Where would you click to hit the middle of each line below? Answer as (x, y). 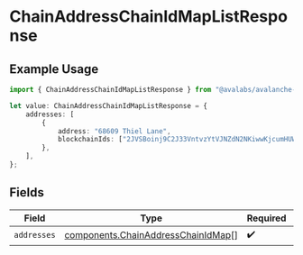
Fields (27, 192)
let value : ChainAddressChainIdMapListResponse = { (108, 105)
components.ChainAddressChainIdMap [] (151, 235)
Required (266, 218)
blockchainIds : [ (90, 140)
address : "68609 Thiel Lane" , (114, 131)
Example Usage (54, 69)
